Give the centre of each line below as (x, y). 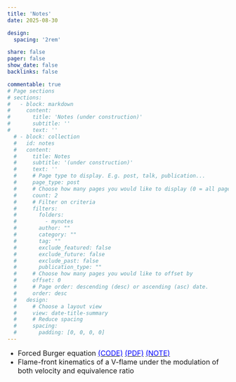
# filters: (36, 209)
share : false (26, 52)
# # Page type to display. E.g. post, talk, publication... (110, 176)
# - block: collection (47, 137)
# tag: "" (37, 241)
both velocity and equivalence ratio (76, 371)
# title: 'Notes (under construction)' (75, 117)
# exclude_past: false (56, 261)
